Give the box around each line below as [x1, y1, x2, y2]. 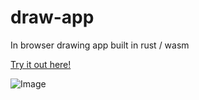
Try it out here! [10, 58, 72, 70]
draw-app [10, 6, 95, 29]
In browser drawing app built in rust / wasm [10, 39, 190, 51]
